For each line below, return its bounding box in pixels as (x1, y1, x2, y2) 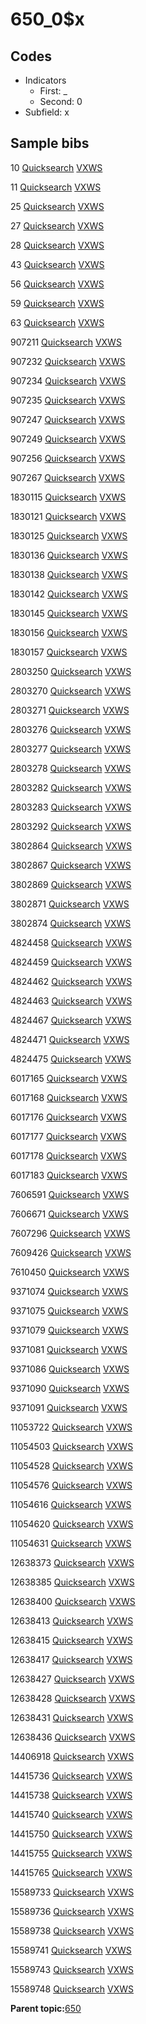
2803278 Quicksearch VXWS (10, 762, 132, 774)
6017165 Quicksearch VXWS (10, 1072, 128, 1084)
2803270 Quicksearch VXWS (10, 684, 132, 697)
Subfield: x (24, 106, 70, 118)
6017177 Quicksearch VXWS (10, 1130, 127, 1142)
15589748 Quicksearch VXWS (10, 1983, 134, 1995)
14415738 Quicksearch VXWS (10, 1789, 133, 1801)
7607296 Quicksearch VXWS (10, 1227, 131, 1239)
